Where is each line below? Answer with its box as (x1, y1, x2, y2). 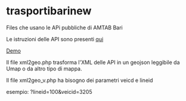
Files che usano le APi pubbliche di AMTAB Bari (6, 24, 123, 31)
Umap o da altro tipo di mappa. (6, 65, 82, 72)
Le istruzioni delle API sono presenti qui (6, 35, 104, 42)
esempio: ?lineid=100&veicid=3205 (6, 88, 92, 95)
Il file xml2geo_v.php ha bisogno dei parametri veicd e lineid (6, 76, 153, 84)
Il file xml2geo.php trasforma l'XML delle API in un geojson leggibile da (6, 59, 180, 66)
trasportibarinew (6, 4, 92, 18)
